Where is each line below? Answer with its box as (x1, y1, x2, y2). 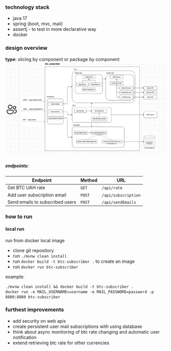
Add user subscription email (7, 191, 66, 198)
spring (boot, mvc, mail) (12, 21, 63, 27)
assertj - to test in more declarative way (12, 26, 96, 32)
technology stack (5, 4, 50, 11)
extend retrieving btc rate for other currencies (12, 340, 110, 346)
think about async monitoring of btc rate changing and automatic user (12, 328, 160, 335)
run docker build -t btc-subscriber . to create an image (12, 258, 135, 264)
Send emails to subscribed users (7, 199, 77, 205)
